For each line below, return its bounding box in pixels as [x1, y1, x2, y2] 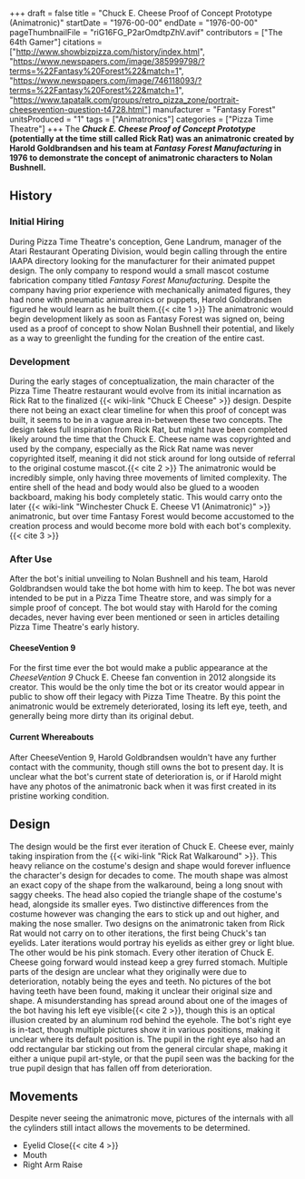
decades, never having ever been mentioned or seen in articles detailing [9, 612, 280, 623]
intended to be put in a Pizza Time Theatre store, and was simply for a [9, 593, 272, 604]
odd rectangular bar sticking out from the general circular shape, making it [9, 1043, 288, 1054]
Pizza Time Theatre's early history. [9, 622, 140, 633]
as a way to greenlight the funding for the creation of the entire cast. [9, 332, 265, 343]
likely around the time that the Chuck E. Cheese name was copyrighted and [9, 433, 291, 444]
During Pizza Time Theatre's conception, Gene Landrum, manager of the [9, 236, 282, 247]
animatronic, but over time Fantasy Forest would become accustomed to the [9, 510, 295, 521]
